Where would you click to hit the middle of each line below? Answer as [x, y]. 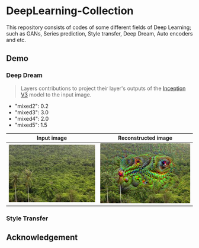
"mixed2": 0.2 [32, 106]
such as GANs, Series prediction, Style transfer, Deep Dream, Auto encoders [99, 33]
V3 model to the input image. [56, 94]
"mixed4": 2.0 [32, 118]
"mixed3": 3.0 [32, 112]
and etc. [16, 40]
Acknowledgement [42, 238]
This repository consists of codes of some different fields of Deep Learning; [99, 27]
